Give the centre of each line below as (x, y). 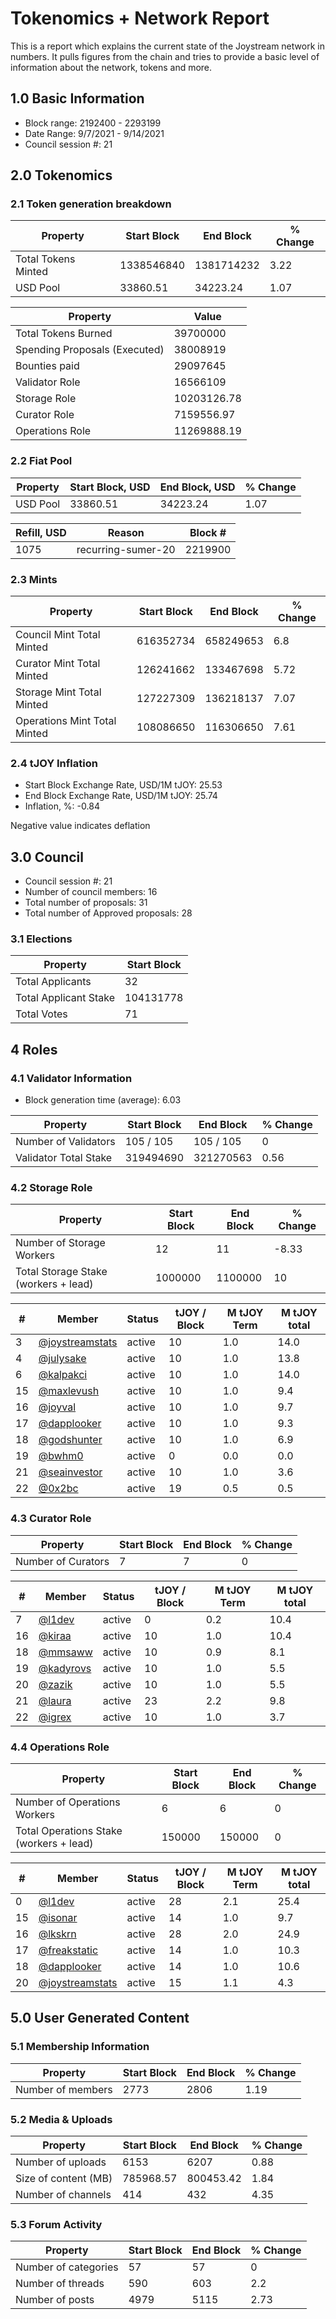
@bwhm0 (61, 1456)
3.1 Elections (41, 939)
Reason (126, 532)
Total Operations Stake (69, 1831)
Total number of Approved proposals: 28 (108, 913)
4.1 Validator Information (71, 1078)
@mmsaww (65, 1652)
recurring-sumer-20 (126, 549)
